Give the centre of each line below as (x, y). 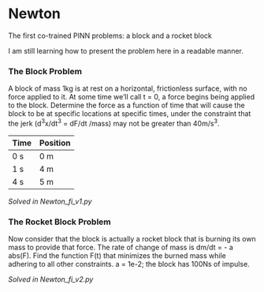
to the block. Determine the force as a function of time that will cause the (127, 105)
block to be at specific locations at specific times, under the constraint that (130, 114)
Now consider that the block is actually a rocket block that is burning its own (132, 239)
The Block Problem (45, 71)
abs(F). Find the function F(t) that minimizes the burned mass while (117, 256)
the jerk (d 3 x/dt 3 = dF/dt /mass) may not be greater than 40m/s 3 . (114, 123)
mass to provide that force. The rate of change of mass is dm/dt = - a (121, 247)
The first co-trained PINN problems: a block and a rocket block (110, 36)
